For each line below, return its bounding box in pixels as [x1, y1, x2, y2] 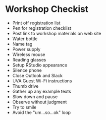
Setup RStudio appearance [12, 62, 68, 68]
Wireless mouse [12, 51, 46, 58]
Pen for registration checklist [12, 25, 72, 31]
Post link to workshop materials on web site [12, 30, 102, 36]
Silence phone [12, 67, 42, 73]
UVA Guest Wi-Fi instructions [12, 78, 72, 84]
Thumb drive [12, 83, 39, 89]
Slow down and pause [12, 93, 58, 100]
